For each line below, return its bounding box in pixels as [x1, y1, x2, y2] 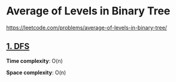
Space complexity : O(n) [6, 69, 66, 76]
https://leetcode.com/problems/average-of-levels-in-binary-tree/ [6, 24, 168, 31]
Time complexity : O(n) [6, 57, 63, 64]
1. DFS [6, 41, 30, 51]
